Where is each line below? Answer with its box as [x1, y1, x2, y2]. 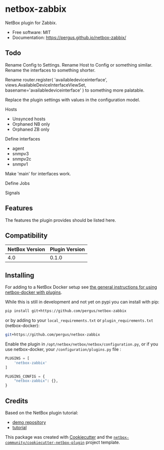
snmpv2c [12, 156, 32, 162]
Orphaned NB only [12, 121, 50, 127]
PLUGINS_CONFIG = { [5, 374, 45, 379]
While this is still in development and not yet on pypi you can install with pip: [5, 299, 160, 305]
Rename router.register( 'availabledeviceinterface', [5, 76, 107, 82]
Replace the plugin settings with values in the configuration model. [5, 97, 140, 103]
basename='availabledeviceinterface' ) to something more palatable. [5, 87, 145, 93]
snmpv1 [12, 161, 28, 167]
